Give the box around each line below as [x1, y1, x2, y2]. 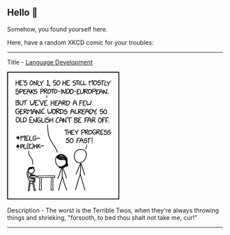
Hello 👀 [7, 7, 38, 18]
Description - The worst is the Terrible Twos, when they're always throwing [7, 206, 219, 214]
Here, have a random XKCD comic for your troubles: [7, 38, 154, 47]
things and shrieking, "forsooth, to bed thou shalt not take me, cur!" [7, 213, 198, 221]
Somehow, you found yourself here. [7, 25, 108, 33]
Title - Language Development [7, 58, 93, 66]
